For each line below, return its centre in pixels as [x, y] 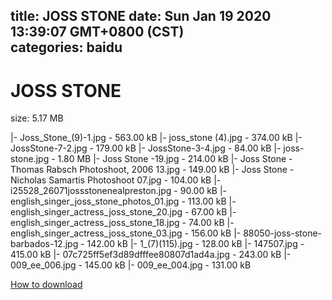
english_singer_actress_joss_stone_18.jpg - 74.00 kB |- [122, 223]
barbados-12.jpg [44, 244]
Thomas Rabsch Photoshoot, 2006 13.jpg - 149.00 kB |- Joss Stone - [152, 170]
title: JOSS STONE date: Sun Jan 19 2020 [141, 16]
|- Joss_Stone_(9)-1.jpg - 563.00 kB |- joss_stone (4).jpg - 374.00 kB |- [156, 138]
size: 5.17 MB [37, 118]
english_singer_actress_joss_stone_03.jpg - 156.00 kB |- [126, 233]
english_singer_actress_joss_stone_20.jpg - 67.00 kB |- [123, 212]
